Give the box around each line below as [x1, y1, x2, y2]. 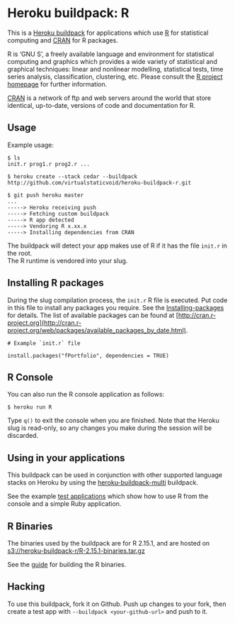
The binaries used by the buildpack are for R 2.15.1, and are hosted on [7, 539, 210, 547]
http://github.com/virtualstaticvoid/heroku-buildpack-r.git [7, 179, 192, 186]
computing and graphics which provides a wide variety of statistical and [7, 57, 217, 65]
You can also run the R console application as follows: [7, 390, 165, 399]
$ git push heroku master [7, 192, 84, 199]
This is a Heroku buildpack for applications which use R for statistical [7, 28, 209, 37]
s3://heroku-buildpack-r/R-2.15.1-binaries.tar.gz [7, 546, 145, 555]
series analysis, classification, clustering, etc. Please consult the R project [7, 72, 223, 81]
